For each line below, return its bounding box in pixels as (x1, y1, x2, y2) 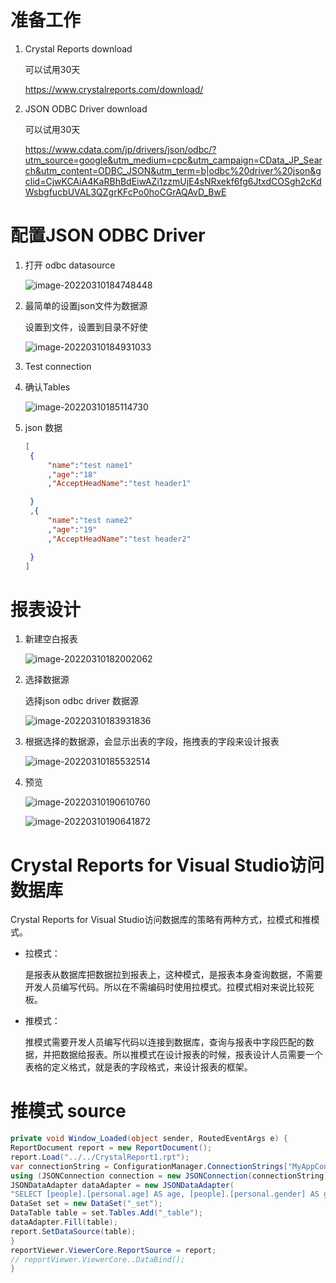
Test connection (24, 360, 92, 372)
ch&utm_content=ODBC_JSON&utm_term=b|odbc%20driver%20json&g (24, 164, 322, 176)
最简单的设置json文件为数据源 (24, 299, 148, 311)
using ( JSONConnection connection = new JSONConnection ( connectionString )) (10, 1171, 333, 1181)
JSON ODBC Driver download (24, 102, 148, 115)
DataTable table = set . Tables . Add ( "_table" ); (10, 1208, 203, 1218)
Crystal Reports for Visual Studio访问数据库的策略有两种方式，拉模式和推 (10, 914, 312, 926)
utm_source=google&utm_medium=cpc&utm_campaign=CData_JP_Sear (24, 154, 323, 166)
